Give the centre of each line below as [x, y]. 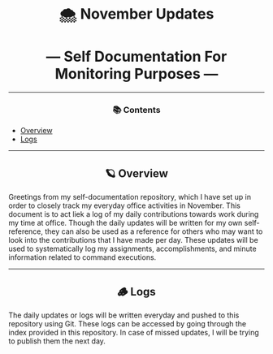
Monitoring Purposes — [136, 74]
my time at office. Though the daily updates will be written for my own [126, 223]
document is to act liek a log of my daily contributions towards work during [134, 214]
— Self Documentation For [136, 57]
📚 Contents [136, 110]
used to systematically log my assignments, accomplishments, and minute [133, 249]
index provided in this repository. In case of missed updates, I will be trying [134, 333]
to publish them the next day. [57, 341]
